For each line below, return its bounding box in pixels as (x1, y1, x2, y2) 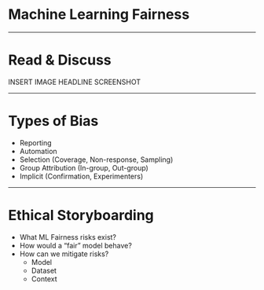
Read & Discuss (8, 51, 112, 69)
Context (31, 273, 57, 284)
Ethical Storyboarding (8, 207, 155, 224)
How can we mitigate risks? (19, 249, 109, 259)
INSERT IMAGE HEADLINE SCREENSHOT (8, 77, 141, 86)
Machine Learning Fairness (8, 6, 190, 24)
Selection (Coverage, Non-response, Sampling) (19, 155, 174, 164)
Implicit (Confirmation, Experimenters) (19, 171, 144, 181)
